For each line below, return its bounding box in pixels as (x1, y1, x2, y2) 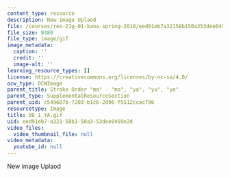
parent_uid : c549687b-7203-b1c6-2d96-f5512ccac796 (7, 99, 155, 106)
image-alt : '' (13, 61, 53, 68)
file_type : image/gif (7, 36, 69, 42)
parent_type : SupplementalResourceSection (7, 93, 130, 100)
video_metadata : (7, 137, 53, 144)
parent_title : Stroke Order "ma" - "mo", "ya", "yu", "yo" (7, 86, 179, 93)
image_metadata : (7, 42, 53, 49)
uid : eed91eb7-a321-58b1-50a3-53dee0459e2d (7, 118, 133, 125)
